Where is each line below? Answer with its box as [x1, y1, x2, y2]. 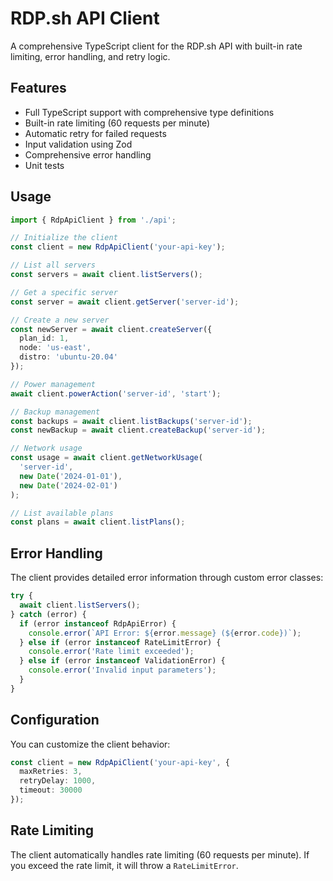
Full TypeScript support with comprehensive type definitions [24, 106, 275, 118]
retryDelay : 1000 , [19, 776, 97, 786]
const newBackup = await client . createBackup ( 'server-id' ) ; [10, 425, 267, 436]
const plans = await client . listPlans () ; [10, 517, 186, 527]
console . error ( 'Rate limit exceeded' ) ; [28, 647, 195, 657]
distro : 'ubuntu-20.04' [19, 352, 118, 362]
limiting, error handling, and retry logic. [10, 50, 171, 62]
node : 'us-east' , [19, 343, 92, 353]
